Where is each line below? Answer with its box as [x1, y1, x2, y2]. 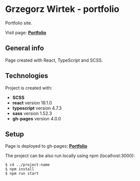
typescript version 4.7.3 [12, 105, 62, 111]
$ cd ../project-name [5, 163, 50, 168]
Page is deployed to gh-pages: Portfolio [5, 143, 88, 149]
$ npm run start [5, 171, 39, 176]
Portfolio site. [5, 20, 32, 26]
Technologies [5, 72, 49, 80]
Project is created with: [5, 85, 53, 90]
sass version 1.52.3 [12, 110, 52, 116]
